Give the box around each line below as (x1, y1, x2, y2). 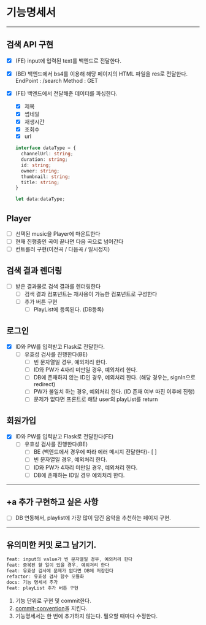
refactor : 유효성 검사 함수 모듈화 (6, 573, 85, 580)
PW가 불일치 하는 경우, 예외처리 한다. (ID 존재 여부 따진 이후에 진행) (33, 388, 195, 395)
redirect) (33, 381, 56, 388)
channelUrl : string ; (21, 151, 74, 157)
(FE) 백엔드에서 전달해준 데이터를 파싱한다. (15, 90, 118, 97)
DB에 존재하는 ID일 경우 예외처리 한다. (33, 471, 125, 479)
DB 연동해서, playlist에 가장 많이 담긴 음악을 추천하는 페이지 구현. (15, 514, 172, 522)
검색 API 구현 (6, 39, 54, 50)
